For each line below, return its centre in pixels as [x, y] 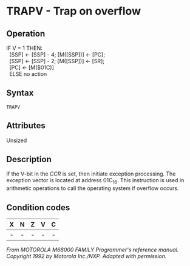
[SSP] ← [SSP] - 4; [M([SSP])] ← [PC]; [57, 55]
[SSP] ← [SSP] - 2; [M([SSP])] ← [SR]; [57, 61]
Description [29, 159]
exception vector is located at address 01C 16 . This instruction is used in [95, 181]
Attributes [26, 126]
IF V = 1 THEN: [24, 48]
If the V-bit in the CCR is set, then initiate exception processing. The [91, 174]
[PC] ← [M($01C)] [32, 67]
